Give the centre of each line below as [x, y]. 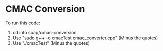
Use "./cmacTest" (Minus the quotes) [51, 43]
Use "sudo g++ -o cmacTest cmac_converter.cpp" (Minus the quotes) [85, 38]
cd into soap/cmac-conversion [45, 32]
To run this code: [23, 23]
